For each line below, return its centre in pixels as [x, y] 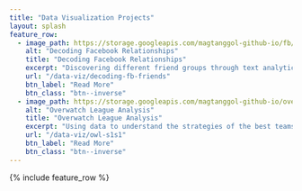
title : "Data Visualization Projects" [82, 18]
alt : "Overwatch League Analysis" [90, 110]
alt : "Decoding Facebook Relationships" [102, 51]
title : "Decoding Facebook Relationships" [106, 59]
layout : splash [38, 26]
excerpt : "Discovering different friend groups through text [142, 68]
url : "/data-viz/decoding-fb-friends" [98, 77]
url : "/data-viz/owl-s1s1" [76, 135]
